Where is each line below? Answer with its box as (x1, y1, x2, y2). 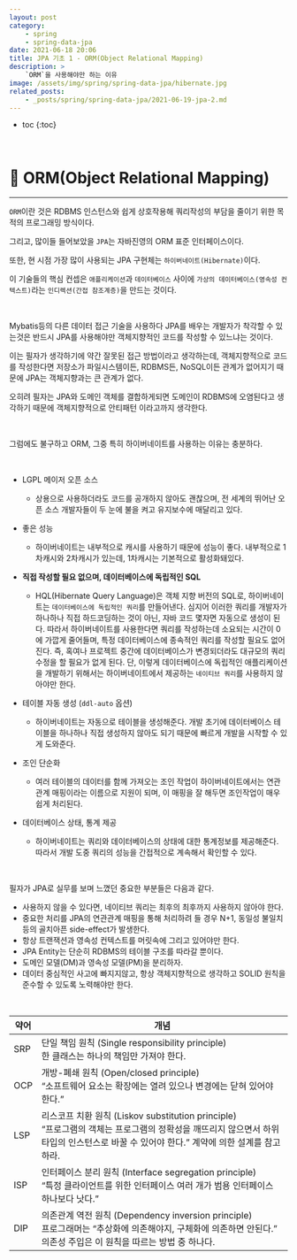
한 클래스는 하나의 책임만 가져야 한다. (41, 1050, 187, 1063)
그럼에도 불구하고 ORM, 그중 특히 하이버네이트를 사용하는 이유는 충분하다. (9, 439, 263, 449)
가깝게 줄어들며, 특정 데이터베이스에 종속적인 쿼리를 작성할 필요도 (44, 634, 270, 646)
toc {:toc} (21, 119, 57, 130)
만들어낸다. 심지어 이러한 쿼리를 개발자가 (147, 602, 287, 612)
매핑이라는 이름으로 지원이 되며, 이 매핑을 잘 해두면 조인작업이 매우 (51, 787, 281, 798)
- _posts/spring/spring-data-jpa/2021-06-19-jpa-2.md (25, 95, 227, 104)
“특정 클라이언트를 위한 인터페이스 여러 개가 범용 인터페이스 (41, 1179, 274, 1192)
